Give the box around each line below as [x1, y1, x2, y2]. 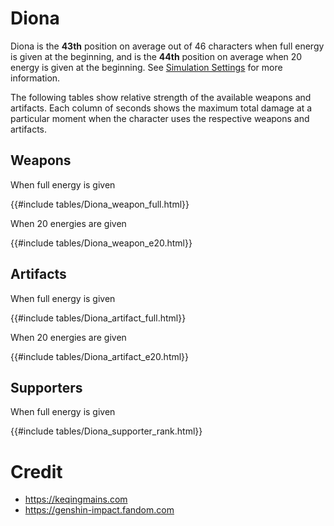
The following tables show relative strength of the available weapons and [10, 91, 312, 103]
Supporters [10, 379, 83, 396]
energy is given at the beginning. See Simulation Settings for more [10, 61, 283, 73]
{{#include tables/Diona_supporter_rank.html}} [10, 425, 203, 437]
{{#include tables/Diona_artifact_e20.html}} [10, 350, 190, 362]
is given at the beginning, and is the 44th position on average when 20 [10, 50, 303, 62]
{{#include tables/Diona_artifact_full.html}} [10, 312, 187, 324]
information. [10, 72, 61, 84]
